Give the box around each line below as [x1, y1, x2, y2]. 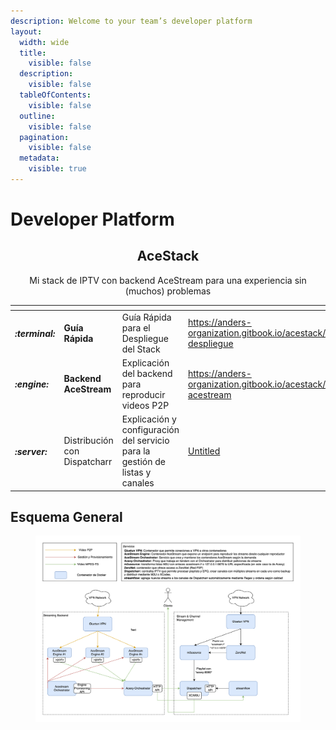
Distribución [63, 435, 114, 447]
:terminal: [14, 327, 56, 339]
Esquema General [10, 509, 123, 526]
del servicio [121, 435, 170, 447]
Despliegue [121, 332, 169, 344]
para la [121, 445, 151, 457]
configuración [121, 424, 180, 436]
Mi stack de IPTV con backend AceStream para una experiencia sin [29, 274, 307, 286]
